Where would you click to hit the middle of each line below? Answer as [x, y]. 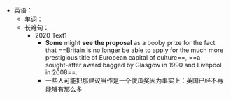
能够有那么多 [64, 89]
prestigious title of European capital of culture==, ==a [123, 57]
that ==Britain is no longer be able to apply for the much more [134, 50]
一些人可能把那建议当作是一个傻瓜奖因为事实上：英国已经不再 [134, 81]
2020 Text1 [51, 35]
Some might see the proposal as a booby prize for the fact [130, 43]
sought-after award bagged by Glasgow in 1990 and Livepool [133, 65]
